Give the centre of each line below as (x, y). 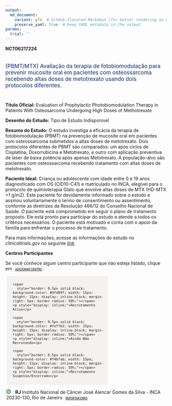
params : (14, 29)
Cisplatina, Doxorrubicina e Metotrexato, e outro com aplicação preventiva (84, 152)
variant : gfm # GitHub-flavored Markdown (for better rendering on (89, 20)
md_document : (24, 15)
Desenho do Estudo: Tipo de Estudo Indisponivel (57, 120)
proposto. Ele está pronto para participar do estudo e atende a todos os (81, 217)
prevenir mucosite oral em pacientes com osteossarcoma (79, 73)
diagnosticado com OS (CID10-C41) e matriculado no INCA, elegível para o (84, 184)
